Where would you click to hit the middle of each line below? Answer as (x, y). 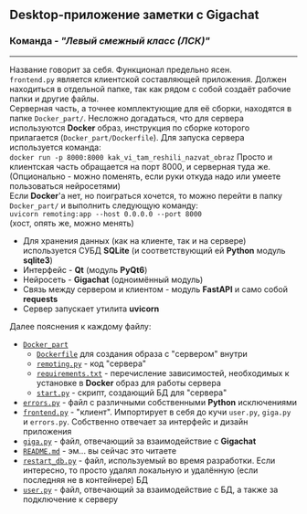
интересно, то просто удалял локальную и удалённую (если (140, 470)
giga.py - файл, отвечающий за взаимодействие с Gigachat (139, 441)
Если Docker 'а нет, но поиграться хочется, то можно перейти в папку (146, 195)
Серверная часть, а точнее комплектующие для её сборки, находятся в (151, 108)
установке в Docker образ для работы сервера (129, 383)
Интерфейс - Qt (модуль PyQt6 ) (85, 269)
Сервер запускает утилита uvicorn (91, 309)
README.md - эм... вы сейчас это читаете (99, 450)
